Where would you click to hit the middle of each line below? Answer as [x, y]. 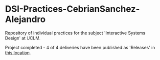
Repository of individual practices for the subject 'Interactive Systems [75, 33]
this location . [18, 53]
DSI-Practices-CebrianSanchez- [73, 9]
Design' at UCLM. [23, 38]
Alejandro [25, 19]
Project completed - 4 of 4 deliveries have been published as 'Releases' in [80, 47]
